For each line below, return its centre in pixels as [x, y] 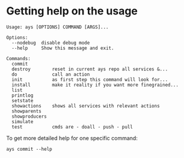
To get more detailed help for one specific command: [72, 138]
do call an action [51, 74]
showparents [27, 111]
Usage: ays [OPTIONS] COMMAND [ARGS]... [58, 27]
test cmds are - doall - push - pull [72, 127]
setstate [23, 100]
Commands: [19, 58]
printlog [23, 95]
